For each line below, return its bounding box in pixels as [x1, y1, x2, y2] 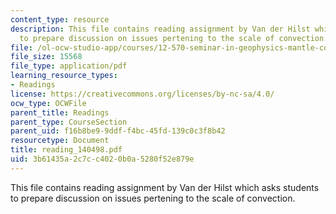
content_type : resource [10, 14, 110, 25]
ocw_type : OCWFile [10, 98, 87, 108]
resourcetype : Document [10, 136, 110, 146]
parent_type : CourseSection [10, 117, 128, 127]
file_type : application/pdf [10, 61, 128, 71]
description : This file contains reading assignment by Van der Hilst [10, 24, 311, 34]
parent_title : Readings [10, 107, 110, 118]
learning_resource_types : [10, 71, 118, 81]
